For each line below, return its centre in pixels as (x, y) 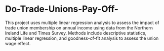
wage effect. (18, 43)
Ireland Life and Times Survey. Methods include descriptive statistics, (76, 33)
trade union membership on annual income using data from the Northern (79, 27)
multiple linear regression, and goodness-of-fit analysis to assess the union (82, 38)
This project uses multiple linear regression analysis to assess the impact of (82, 23)
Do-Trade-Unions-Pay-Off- (62, 9)
